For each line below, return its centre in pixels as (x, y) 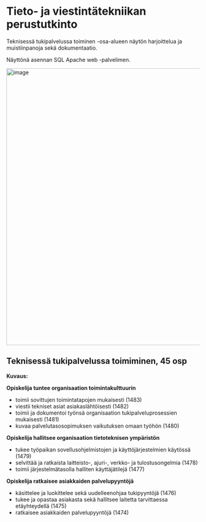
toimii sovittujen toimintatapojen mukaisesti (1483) (78, 399)
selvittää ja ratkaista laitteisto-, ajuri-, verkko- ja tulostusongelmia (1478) (106, 463)
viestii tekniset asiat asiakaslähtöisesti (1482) (72, 406)
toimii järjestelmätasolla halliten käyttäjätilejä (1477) (80, 469)
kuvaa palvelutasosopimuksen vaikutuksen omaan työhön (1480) (97, 426)
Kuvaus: (17, 376)
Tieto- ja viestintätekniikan (76, 11)
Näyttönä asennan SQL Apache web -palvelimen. (68, 59)
